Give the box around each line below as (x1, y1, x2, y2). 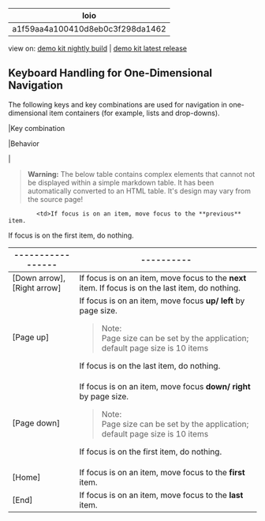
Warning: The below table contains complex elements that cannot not (27, 169, 256, 178)
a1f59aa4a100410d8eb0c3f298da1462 (12, 24, 167, 34)
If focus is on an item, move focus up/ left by (79, 295, 245, 306)
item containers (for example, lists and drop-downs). (49, 108, 220, 118)
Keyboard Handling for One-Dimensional (8, 66, 213, 80)
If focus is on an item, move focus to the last (79, 489, 244, 500)
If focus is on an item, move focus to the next (79, 272, 247, 283)
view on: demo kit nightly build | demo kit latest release (8, 43, 188, 53)
